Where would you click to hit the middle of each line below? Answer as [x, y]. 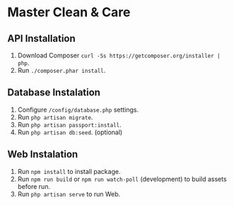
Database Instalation [54, 93]
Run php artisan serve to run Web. [69, 194]
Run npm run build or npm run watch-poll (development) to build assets [122, 179]
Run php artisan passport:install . [69, 124]
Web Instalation [43, 154]
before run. [34, 186]
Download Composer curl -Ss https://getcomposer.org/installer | [119, 55]
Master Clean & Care [69, 12]
